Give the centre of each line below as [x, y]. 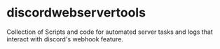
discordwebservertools [76, 13]
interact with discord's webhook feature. [65, 39]
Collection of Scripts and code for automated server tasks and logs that [110, 32]
